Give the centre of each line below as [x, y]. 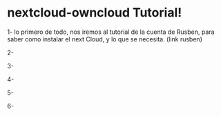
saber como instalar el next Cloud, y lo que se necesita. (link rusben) [105, 39]
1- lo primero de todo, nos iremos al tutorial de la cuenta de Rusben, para [111, 32]
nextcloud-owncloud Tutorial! [95, 13]
